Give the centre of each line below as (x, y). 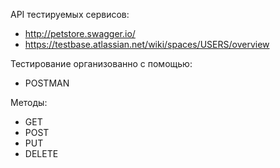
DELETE (41, 153)
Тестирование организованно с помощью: (101, 63)
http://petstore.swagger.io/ (80, 33)
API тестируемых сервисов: (70, 14)
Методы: (29, 102)
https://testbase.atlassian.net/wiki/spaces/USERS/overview (147, 44)
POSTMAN (47, 83)
